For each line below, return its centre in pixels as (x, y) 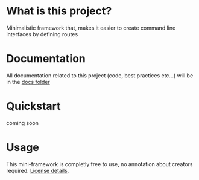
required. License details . (38, 170)
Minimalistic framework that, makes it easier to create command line (91, 28)
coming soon (23, 123)
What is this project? (59, 11)
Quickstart (34, 106)
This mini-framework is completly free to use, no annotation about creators (99, 164)
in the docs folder (28, 82)
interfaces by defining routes (42, 34)
